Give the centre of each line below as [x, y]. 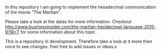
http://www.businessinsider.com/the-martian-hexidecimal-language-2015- [80, 27]
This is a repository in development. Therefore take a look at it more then [79, 41]
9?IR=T [12, 32]
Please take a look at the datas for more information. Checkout [68, 22]
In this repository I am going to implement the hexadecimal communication [80, 7]
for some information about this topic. [58, 32]
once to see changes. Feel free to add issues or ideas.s [61, 46]
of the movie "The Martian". [33, 12]
